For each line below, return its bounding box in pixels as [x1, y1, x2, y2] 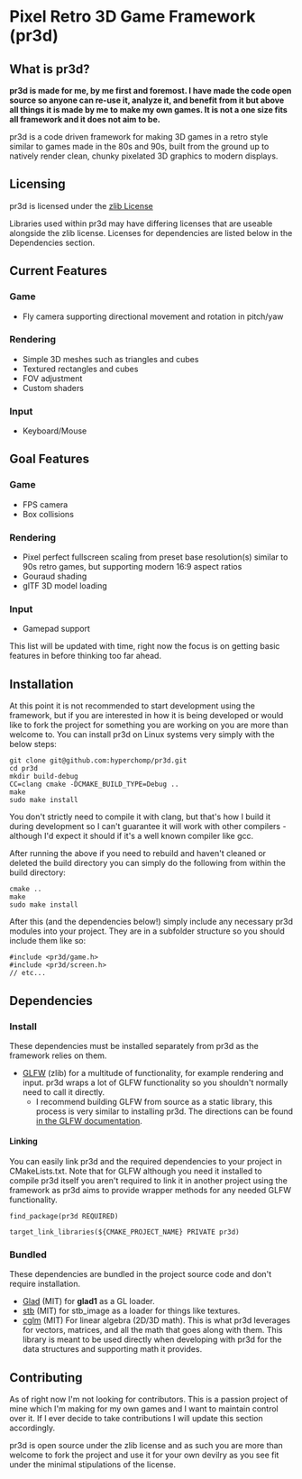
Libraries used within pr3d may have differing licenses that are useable [9, 218, 273, 229]
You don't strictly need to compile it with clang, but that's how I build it [9, 811, 271, 822]
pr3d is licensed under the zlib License [9, 200, 153, 211]
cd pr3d [9, 764, 39, 773]
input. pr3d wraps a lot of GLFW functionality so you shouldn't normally [22, 1077, 288, 1088]
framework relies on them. [9, 1050, 107, 1061]
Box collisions [22, 508, 75, 519]
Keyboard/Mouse [22, 425, 87, 436]
